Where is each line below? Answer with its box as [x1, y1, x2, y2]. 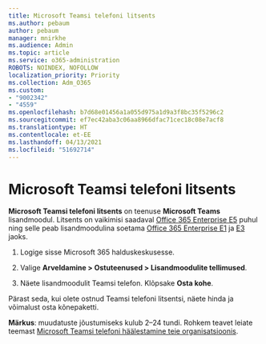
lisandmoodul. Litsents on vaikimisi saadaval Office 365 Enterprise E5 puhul [8, 215, 258, 225]
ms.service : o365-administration [8, 57, 120, 65]
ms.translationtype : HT [8, 123, 88, 131]
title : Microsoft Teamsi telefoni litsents [8, 11, 156, 20]
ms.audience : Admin [8, 42, 74, 50]
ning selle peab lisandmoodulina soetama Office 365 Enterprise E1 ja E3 [8, 223, 245, 233]
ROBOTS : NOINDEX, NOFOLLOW [8, 64, 99, 72]
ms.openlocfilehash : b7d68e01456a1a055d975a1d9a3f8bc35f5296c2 [8, 109, 224, 117]
